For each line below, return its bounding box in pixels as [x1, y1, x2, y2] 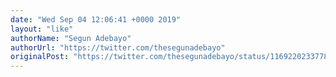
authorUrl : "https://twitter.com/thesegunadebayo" [10, 42, 226, 53]
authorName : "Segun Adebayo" [10, 33, 132, 43]
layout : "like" [10, 24, 74, 34]
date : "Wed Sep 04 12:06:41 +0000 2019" [10, 14, 182, 25]
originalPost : [10, 52, 70, 62]
